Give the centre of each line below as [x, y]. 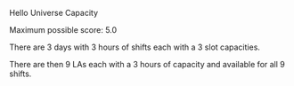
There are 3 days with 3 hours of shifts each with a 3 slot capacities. [135, 47]
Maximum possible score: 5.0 [63, 30]
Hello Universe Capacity [54, 13]
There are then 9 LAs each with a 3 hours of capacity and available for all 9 [147, 64]
